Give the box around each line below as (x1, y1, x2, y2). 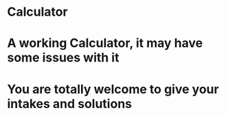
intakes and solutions (7, 96, 133, 112)
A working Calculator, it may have (7, 36, 203, 51)
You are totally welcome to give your (7, 81, 219, 97)
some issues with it (7, 50, 120, 66)
